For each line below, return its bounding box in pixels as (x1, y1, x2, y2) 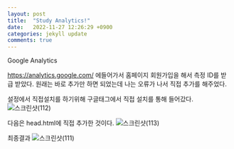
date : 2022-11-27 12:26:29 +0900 (7, 23, 113, 31)
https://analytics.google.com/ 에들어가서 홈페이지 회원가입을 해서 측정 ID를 (7, 71, 219, 79)
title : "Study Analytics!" (7, 17, 91, 24)
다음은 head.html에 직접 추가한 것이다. (7, 118, 115, 128)
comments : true (7, 37, 53, 44)
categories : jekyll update (7, 30, 87, 38)
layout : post (7, 10, 46, 18)
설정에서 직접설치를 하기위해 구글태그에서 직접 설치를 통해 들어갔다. (7, 95, 193, 104)
